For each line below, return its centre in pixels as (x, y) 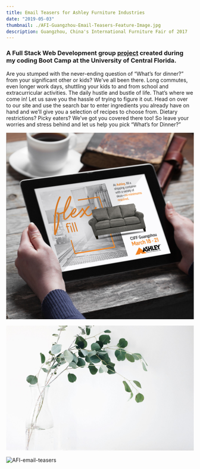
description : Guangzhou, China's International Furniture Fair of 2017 (97, 32)
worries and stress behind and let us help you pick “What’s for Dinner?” (94, 124)
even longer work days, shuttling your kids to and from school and (87, 86)
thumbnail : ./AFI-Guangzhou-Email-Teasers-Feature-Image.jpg (84, 25)
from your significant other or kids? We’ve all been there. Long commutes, (97, 80)
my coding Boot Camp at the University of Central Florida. (91, 61)
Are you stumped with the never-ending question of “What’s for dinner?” (95, 73)
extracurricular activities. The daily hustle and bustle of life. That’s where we (100, 92)
